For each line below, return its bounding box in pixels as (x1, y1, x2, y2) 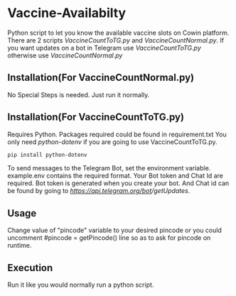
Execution (7, 261, 53, 274)
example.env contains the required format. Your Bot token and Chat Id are (7, 172, 224, 180)
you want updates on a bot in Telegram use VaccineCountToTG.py (7, 43, 201, 52)
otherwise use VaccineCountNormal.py (7, 51, 123, 60)
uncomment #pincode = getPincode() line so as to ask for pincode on (7, 234, 211, 242)
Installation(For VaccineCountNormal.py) (7, 72, 195, 84)
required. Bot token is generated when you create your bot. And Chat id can (7, 179, 230, 187)
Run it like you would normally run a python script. (7, 280, 154, 289)
